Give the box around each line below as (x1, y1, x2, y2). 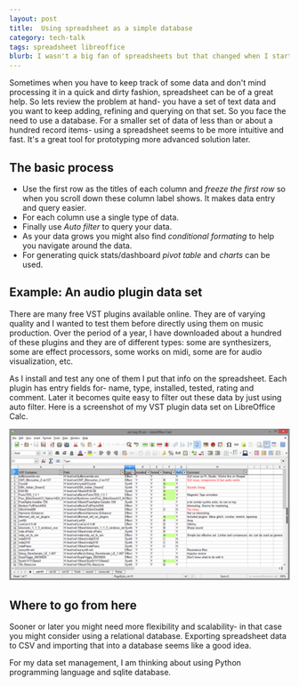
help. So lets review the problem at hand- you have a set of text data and (9, 96, 277, 107)
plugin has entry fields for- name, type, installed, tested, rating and (9, 383, 255, 393)
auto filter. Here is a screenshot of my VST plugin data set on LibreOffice (9, 401, 276, 412)
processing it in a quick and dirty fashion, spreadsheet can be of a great (9, 87, 274, 98)
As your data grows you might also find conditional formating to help (21, 230, 275, 241)
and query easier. (21, 202, 87, 213)
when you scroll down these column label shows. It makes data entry (21, 192, 276, 204)
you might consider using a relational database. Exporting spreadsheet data (9, 631, 287, 642)
